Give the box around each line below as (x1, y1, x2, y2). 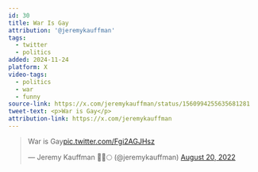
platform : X (8, 63, 48, 71)
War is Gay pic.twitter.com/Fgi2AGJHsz (27, 136, 155, 146)
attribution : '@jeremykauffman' (8, 26, 115, 34)
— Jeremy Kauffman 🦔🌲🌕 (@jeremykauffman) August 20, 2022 (27, 152, 236, 162)
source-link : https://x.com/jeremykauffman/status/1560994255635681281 (8, 100, 250, 108)
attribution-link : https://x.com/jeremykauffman (8, 115, 172, 123)
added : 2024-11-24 (8, 56, 69, 64)
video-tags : (8, 71, 48, 78)
